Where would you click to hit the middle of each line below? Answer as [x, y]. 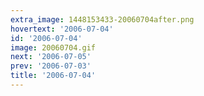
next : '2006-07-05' [51, 57]
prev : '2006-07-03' [51, 66]
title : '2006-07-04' [53, 76]
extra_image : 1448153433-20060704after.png [102, 19]
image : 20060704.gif [53, 47]
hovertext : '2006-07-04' [62, 29]
